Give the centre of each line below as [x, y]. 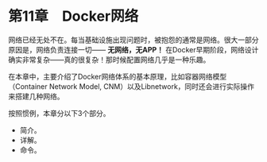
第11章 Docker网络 [74, 16]
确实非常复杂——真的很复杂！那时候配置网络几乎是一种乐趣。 [109, 60]
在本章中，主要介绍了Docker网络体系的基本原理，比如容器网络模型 [118, 76]
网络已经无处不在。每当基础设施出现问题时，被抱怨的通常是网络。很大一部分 [133, 40]
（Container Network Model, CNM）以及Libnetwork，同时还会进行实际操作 [132, 86]
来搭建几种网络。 [36, 96]
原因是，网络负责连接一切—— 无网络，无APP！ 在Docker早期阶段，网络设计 [133, 49]
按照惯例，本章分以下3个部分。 [59, 113]
